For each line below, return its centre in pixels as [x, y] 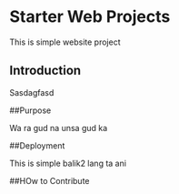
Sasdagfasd [32, 92]
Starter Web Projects [90, 17]
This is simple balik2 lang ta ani [68, 163]
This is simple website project [65, 42]
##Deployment [37, 145]
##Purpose [30, 110]
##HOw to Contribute [50, 180]
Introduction [45, 71]
